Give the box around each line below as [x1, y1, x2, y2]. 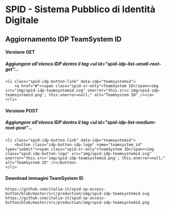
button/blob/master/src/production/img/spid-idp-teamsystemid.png [5, 200, 150, 205]
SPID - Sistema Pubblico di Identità [5, 4, 156, 15]
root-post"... [5, 125, 33, 131]
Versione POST [5, 107, 38, 113]
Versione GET [5, 49, 35, 55]
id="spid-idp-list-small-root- [98, 60, 162, 67]
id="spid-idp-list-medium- [98, 119, 157, 126]
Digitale [5, 14, 39, 26]
